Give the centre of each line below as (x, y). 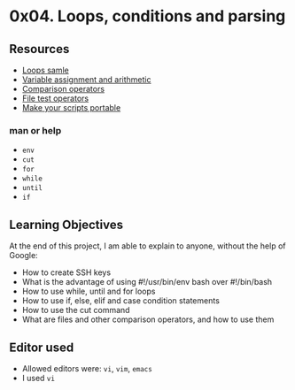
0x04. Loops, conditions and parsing (147, 16)
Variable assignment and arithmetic (86, 80)
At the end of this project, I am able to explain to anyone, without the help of (147, 246)
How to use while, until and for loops (89, 291)
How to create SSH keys (66, 272)
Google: (23, 256)
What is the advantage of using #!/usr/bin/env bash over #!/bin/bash (147, 282)
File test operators (55, 98)
